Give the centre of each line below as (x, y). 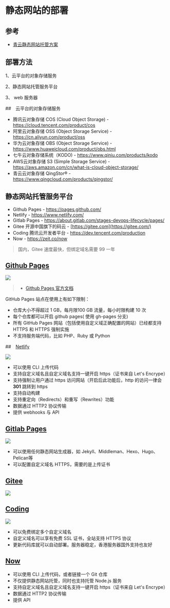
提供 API (22, 600)
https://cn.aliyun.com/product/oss (49, 137)
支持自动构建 (26, 393)
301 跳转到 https (30, 387)
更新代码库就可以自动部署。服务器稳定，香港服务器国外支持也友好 (82, 544)
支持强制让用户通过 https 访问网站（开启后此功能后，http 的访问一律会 (87, 380)
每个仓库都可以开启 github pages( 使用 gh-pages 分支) (70, 316)
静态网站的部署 (37, 11)
